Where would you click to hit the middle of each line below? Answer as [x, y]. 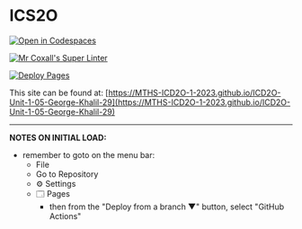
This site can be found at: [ [59, 92]
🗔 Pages [53, 193]
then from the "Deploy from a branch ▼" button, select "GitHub [167, 207]
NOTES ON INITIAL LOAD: [58, 137]
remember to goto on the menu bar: [89, 154]
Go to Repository [67, 174]
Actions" [65, 216]
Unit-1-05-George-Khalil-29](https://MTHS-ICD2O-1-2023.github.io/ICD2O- [150, 102]
